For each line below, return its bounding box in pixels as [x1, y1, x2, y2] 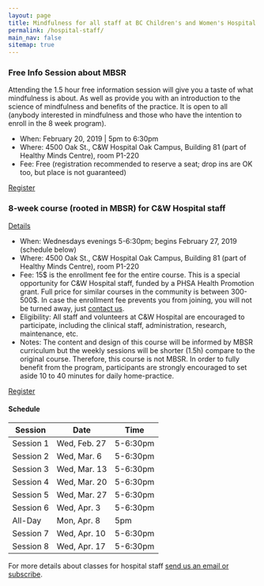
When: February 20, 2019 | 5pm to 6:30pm [19, 134, 159, 143]
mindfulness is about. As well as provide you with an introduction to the [8, 93, 241, 103]
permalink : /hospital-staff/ [8, 26, 104, 34]
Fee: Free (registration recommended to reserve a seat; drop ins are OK [19, 159, 253, 169]
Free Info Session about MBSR [8, 67, 126, 78]
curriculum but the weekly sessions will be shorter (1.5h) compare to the [19, 345, 255, 355]
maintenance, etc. [19, 329, 79, 338]
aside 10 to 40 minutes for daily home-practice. [19, 371, 175, 380]
